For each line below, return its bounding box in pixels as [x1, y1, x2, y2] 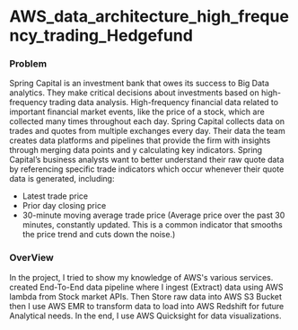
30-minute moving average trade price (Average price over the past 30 [22, 210, 285, 221]
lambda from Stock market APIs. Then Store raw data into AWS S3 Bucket [9, 290, 283, 302]
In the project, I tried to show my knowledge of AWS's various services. [9, 272, 274, 282]
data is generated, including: [9, 174, 115, 184]
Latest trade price [22, 191, 89, 201]
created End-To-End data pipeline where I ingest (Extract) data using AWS [9, 281, 284, 292]
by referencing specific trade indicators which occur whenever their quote [9, 164, 285, 174]
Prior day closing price [22, 201, 107, 211]
